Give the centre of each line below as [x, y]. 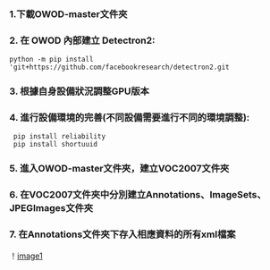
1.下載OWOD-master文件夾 [68, 13]
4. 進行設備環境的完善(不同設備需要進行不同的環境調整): [130, 118]
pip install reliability [59, 137]
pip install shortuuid [55, 145]
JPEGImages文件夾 [51, 208]
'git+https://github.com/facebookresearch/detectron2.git [119, 67]
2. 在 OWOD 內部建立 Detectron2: [82, 40]
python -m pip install [51, 60]
